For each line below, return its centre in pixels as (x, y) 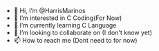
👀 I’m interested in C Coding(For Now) (68, 18)
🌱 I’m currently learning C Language (65, 25)
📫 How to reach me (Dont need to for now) (75, 40)
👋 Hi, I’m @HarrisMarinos (49, 11)
